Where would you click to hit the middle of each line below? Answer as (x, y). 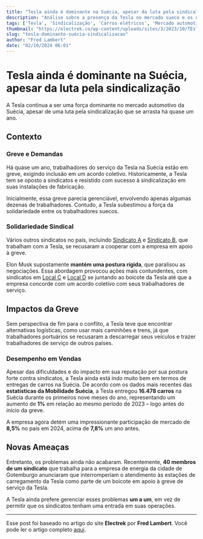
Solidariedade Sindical (40, 227)
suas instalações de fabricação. (46, 186)
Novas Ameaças (38, 447)
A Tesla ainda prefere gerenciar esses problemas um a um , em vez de (93, 499)
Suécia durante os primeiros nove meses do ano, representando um (91, 397)
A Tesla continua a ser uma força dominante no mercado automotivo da (95, 105)
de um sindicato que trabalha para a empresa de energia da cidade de (94, 468)
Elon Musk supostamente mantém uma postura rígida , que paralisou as (96, 264)
